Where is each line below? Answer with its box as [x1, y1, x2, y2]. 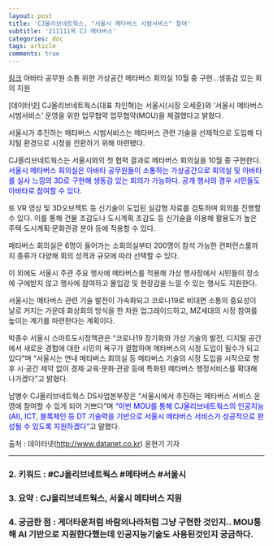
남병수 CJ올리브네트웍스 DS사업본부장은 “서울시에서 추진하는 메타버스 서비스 [8, 391, 253, 401]
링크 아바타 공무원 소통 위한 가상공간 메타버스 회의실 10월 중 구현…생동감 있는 [8, 73, 254, 82]
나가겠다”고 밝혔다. [8, 374, 69, 383]
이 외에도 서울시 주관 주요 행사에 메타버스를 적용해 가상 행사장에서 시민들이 [8, 268, 245, 277]
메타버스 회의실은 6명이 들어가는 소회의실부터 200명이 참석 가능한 [8, 241, 218, 250]
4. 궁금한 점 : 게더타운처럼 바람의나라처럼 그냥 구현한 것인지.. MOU [8, 516, 254, 527]
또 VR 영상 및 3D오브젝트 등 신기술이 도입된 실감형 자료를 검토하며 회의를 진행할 [8, 203, 262, 212]
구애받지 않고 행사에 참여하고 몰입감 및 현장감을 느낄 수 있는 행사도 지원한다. [16, 278, 258, 288]
